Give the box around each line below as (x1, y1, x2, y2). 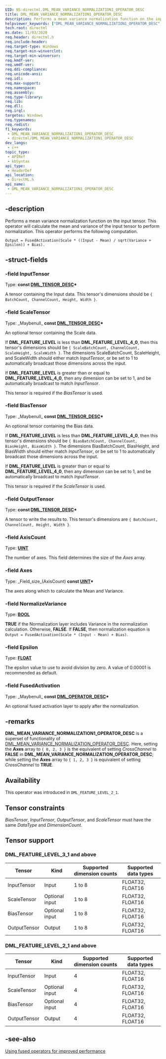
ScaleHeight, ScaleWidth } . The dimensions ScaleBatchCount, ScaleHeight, (5, 349, 161, 356)
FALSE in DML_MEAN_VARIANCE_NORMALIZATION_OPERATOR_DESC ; (5, 752, 154, 758)
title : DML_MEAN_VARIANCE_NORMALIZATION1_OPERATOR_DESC (5, 12, 123, 17)
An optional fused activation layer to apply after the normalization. (5, 703, 139, 709)
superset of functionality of (5, 736, 61, 742)
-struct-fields (5, 255, 48, 264)
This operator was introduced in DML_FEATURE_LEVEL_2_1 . (5, 789, 120, 796)
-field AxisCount (5, 534, 46, 541)
